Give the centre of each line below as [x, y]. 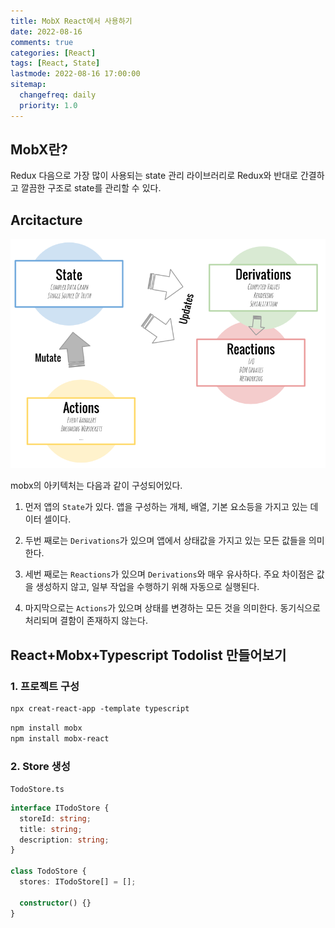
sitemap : [28, 85]
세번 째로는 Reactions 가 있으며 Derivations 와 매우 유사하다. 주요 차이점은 [169, 574]
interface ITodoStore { [60, 808]
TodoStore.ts [37, 789]
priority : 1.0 [48, 105]
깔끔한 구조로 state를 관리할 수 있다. [91, 188]
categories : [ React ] [53, 53]
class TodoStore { [48, 871]
